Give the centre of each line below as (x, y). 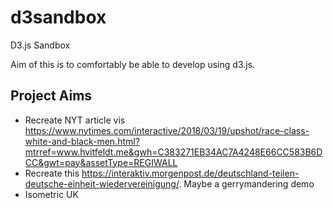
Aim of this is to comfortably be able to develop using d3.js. (133, 64)
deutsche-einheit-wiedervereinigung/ (102, 183)
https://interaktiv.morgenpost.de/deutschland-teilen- (190, 173)
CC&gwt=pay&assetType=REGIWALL (101, 162)
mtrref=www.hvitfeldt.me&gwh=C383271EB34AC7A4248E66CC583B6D (173, 152)
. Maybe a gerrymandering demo (246, 183)
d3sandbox (58, 17)
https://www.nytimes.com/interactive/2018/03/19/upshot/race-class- (167, 130)
